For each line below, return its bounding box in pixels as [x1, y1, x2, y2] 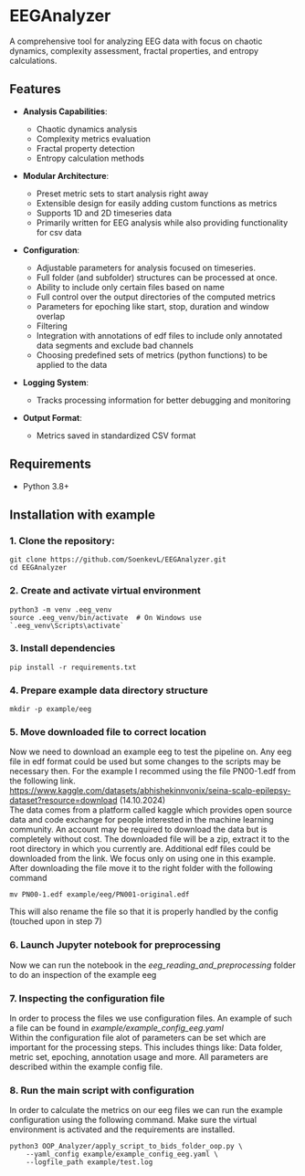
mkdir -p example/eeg [9, 705, 92, 714]
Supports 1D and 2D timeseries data [36, 207, 172, 218]
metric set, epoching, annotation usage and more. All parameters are [9, 1052, 268, 1063]
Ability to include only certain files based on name [36, 281, 226, 292]
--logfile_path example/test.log [26, 1158, 153, 1167]
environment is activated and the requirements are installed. [9, 1124, 236, 1135]
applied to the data [36, 359, 108, 370]
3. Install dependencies [9, 642, 116, 655]
